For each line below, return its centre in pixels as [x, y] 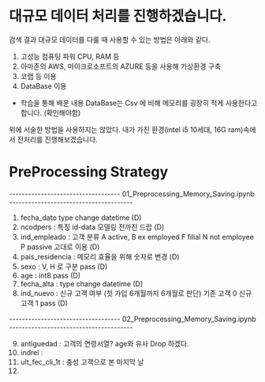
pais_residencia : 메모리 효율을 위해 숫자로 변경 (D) [100, 256]
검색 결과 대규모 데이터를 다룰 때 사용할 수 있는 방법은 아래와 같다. [110, 40]
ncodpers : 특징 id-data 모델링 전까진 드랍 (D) [92, 227]
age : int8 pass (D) [50, 275]
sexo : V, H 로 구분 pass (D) [64, 267]
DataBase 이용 [43, 86]
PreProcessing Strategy [89, 172]
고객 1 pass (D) [44, 303]
